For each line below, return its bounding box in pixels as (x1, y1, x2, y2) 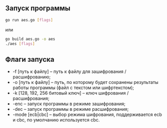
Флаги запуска (5, 55, 55, 64)
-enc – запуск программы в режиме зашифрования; (12, 101, 126, 107)
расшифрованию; (12, 74, 51, 80)
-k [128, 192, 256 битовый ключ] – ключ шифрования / (12, 90, 129, 96)
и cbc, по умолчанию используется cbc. (12, 117, 100, 123)
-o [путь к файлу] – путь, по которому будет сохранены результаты (12, 79, 158, 86)
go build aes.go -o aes (5, 36, 56, 41)
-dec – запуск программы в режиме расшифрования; (12, 106, 129, 112)
